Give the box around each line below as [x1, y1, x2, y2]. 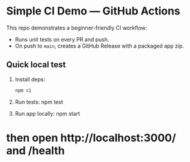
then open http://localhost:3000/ [6, 131, 176, 145]
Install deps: [14, 75, 46, 83]
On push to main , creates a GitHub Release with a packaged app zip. [14, 42, 185, 49]
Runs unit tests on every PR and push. [14, 36, 109, 43]
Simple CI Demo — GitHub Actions [6, 4, 180, 18]
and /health [6, 143, 65, 157]
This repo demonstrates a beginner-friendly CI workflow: [6, 24, 147, 31]
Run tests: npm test [14, 98, 63, 105]
